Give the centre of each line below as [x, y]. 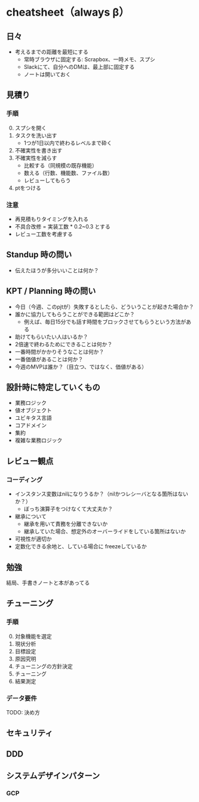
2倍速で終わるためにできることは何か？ [64, 344]
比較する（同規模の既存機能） [60, 165]
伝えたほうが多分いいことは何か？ [57, 270]
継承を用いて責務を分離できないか [66, 524]
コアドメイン [30, 425]
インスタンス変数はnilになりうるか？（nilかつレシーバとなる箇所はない [101, 494]
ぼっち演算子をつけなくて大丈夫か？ [68, 509]
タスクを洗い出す [36, 135]
